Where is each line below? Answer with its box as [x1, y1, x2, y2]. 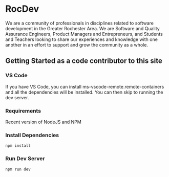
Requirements [5, 107, 41, 114]
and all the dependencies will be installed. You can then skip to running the [5, 89, 163, 95]
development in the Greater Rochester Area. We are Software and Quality [5, 25, 160, 31]
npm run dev [5, 167, 31, 172]
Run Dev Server [5, 155, 45, 162]
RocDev [5, 3, 39, 15]
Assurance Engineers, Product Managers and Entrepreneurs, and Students [5, 31, 163, 37]
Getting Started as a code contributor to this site [5, 57, 162, 65]
